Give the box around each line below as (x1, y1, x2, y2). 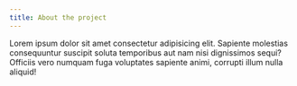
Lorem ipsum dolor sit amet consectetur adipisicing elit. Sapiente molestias (9, 38, 289, 48)
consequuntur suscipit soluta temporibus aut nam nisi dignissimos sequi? (9, 47, 283, 58)
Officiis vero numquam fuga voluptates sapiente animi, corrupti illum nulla (9, 56, 283, 67)
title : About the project (9, 13, 107, 22)
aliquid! (9, 66, 37, 77)
